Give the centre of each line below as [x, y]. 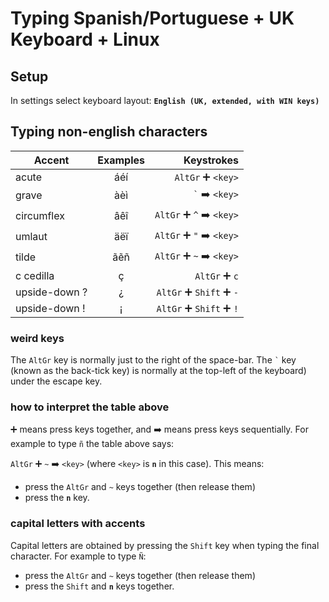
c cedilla [35, 275]
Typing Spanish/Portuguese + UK [152, 18]
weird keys [37, 338]
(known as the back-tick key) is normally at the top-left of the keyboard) [158, 371]
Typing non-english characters [109, 132]
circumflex [40, 216]
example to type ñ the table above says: [92, 444]
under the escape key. [56, 381]
